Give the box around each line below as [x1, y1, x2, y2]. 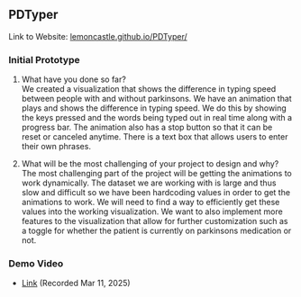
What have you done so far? [21, 74, 127, 85]
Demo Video [8, 257, 64, 270]
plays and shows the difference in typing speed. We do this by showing [21, 103, 287, 113]
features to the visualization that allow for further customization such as [21, 216, 289, 227]
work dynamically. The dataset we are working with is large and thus [21, 177, 277, 188]
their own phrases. [21, 141, 92, 152]
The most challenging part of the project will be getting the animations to [21, 168, 292, 179]
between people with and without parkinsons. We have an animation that [21, 94, 292, 104]
